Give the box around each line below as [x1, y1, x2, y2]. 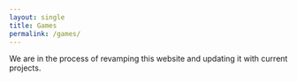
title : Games [9, 21, 57, 30]
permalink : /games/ [9, 29, 81, 38]
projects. [9, 63, 42, 73]
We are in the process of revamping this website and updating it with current [9, 54, 288, 64]
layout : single [9, 12, 65, 22]
